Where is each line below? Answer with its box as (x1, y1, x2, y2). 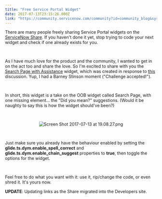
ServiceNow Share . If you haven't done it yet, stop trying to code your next (5, 34, 154, 40)
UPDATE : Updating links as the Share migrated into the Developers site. (5, 189, 147, 195)
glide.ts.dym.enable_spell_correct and (5, 145, 84, 151)
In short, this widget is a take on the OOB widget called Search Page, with (5, 92, 151, 98)
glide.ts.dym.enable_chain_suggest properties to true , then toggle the (5, 150, 148, 156)
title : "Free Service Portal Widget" (5, 7, 81, 12)
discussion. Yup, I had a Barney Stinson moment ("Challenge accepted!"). (5, 73, 152, 80)
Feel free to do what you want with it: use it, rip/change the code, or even (5, 174, 151, 180)
